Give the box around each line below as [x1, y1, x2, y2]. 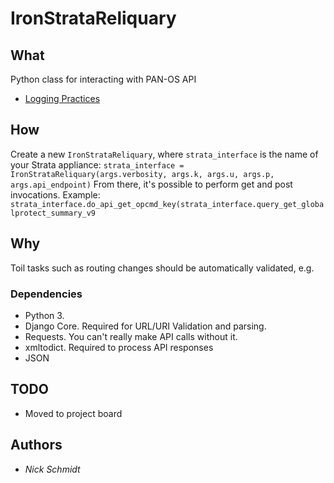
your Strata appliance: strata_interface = [10, 158, 185, 171]
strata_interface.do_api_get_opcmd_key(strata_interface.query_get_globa [10, 199, 325, 209]
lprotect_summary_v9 [10, 208, 97, 218]
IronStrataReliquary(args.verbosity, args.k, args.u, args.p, [10, 169, 275, 179]
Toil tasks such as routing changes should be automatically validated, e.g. [10, 262, 315, 274]
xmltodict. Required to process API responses [24, 341, 214, 353]
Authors [10, 437, 63, 454]
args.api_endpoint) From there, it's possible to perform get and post [10, 178, 293, 190]
